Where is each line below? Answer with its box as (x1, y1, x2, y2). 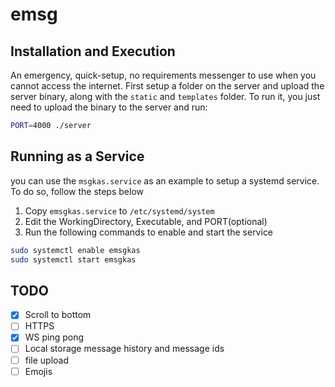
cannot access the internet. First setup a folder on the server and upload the (10, 80, 325, 92)
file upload (24, 354, 70, 366)
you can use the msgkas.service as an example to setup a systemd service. (10, 174, 320, 187)
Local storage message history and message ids (24, 343, 225, 355)
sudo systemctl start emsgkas (10, 254, 137, 265)
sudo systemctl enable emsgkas (10, 245, 141, 255)
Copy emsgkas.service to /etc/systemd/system (24, 204, 215, 217)
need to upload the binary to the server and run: (10, 101, 208, 113)
